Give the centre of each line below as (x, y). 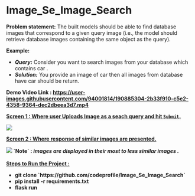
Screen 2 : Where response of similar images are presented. (81, 139)
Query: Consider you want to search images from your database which (101, 62)
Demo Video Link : (29, 92)
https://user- (69, 92)
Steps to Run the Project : (38, 164)
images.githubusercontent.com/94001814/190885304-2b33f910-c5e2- (97, 99)
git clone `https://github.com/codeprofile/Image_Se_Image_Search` (100, 175)
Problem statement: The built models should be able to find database (91, 27)
